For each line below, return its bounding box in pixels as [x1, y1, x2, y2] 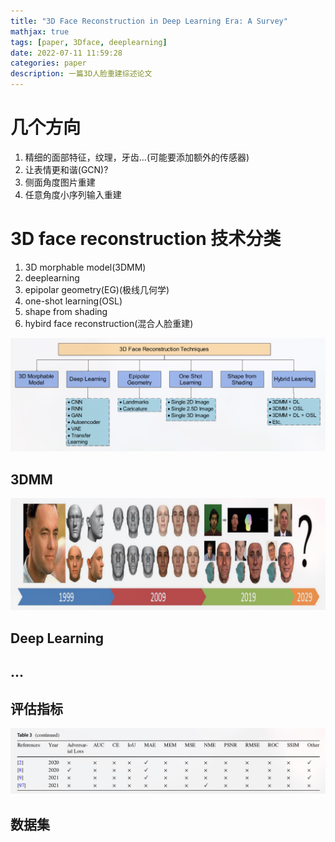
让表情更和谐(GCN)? [24, 163, 109, 175]
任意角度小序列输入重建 [24, 188, 122, 200]
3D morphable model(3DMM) [24, 261, 147, 273]
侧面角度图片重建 [24, 176, 96, 188]
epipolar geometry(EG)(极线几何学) [24, 283, 170, 295]
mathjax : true [10, 26, 70, 37]
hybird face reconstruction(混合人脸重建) [24, 317, 194, 329]
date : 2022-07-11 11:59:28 [10, 48, 123, 58]
